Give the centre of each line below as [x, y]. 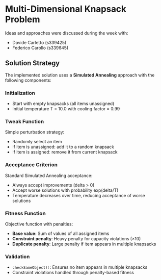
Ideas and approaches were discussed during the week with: [67, 33]
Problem [23, 19]
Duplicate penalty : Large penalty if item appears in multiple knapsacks [84, 244]
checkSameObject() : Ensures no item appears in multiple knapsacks [80, 267]
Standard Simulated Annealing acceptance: [49, 176]
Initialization [20, 93]
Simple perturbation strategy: [35, 132]
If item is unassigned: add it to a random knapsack [63, 147]
